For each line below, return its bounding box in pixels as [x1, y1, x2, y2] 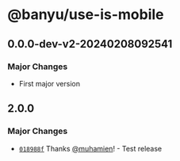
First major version [18, 79, 81, 88]
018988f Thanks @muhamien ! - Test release [18, 144, 163, 153]
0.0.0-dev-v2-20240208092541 [7, 37, 173, 51]
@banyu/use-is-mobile [7, 6, 164, 24]
